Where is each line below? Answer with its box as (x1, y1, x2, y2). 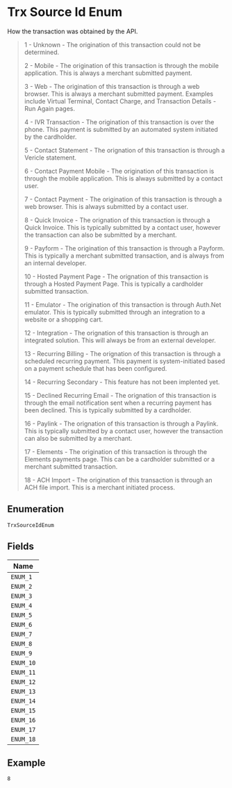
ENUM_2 (10, 582, 33, 590)
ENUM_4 (10, 601, 33, 610)
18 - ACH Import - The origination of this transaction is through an (24, 476, 213, 484)
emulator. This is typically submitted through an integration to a (24, 308, 206, 316)
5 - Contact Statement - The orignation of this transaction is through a (24, 146, 225, 154)
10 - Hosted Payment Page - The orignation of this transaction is (24, 272, 209, 280)
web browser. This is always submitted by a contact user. (24, 202, 189, 210)
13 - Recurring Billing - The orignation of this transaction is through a (24, 349, 221, 358)
